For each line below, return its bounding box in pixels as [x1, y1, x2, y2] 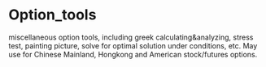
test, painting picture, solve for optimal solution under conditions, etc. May [8, 40, 258, 50]
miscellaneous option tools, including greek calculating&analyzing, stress [8, 32, 254, 42]
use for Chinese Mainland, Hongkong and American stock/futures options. [8, 49, 258, 59]
